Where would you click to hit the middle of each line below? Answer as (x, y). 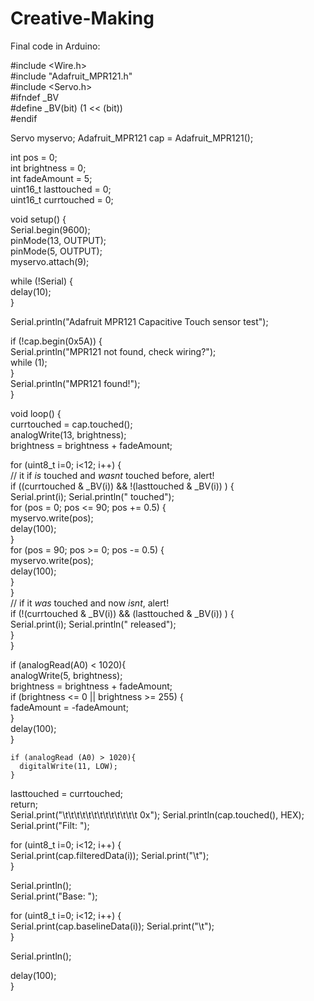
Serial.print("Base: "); (54, 896)
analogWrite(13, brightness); (68, 434)
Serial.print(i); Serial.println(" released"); (93, 624)
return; (24, 804)
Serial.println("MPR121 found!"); (75, 383)
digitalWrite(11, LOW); (68, 766)
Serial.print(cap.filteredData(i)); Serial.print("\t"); (110, 855)
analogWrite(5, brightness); (66, 675)
